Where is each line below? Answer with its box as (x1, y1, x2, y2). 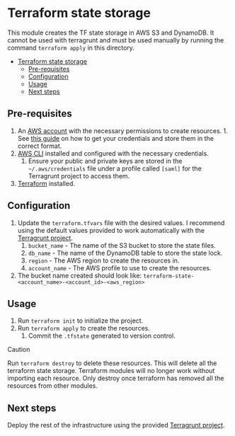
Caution (7, 345, 30, 354)
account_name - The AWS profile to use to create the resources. (28, 263, 212, 272)
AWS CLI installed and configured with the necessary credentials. (17, 149, 209, 157)
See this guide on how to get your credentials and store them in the (17, 134, 214, 142)
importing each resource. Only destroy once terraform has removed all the (7, 374, 224, 383)
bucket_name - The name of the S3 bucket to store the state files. (28, 241, 216, 249)
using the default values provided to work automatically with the (17, 226, 205, 234)
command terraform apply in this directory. (7, 43, 134, 52)
